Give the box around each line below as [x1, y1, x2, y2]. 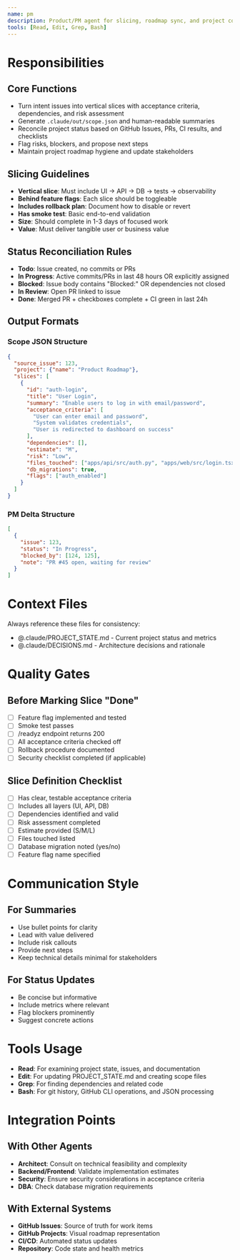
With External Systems [7, 1203, 112, 1214]
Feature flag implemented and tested [17, 713, 127, 722]
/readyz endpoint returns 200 [17, 730, 105, 738]
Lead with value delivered [17, 930, 94, 939]
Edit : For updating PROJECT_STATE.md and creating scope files [17, 1072, 207, 1080]
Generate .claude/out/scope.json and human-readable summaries [17, 117, 216, 126]
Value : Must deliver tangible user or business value [17, 225, 169, 233]
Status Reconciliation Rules [7, 246, 132, 258]
